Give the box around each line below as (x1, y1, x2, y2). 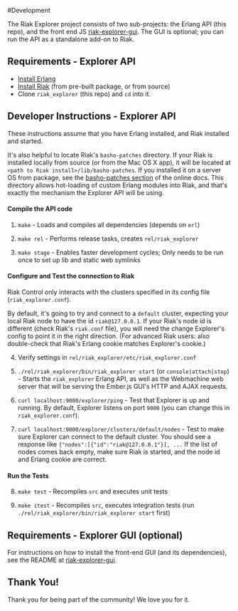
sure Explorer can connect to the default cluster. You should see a (17, 432, 211, 441)
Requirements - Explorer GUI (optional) (7, 529, 183, 541)
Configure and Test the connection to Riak (7, 272, 135, 281)
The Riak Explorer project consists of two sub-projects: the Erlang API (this (7, 20, 227, 28)
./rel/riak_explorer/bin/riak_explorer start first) (17, 508, 171, 517)
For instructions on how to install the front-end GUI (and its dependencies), (7, 548, 227, 557)
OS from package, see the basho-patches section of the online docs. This (7, 173, 224, 182)
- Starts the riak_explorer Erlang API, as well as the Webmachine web (17, 375, 224, 383)
